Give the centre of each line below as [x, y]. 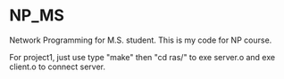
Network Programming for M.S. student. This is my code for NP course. [141, 40]
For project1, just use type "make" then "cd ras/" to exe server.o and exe [142, 57]
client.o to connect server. [57, 67]
